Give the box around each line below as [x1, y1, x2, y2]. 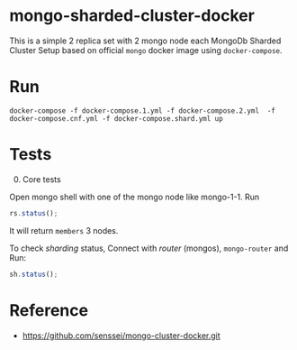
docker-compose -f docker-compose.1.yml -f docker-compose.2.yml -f [9, 106, 276, 115]
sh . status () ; [9, 270, 58, 279]
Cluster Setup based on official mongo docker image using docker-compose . [9, 44, 283, 55]
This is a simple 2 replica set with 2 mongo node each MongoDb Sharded [9, 35, 282, 46]
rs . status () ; [9, 208, 58, 217]
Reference [9, 299, 88, 320]
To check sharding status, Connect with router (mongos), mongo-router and [9, 243, 289, 253]
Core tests [22, 173, 61, 185]
